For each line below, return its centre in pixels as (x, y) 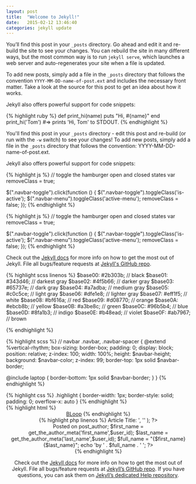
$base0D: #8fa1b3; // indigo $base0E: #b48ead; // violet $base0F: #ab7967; (98, 313)
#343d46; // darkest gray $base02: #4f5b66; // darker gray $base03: (90, 281)
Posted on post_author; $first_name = (98, 427)
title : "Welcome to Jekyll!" (43, 17)
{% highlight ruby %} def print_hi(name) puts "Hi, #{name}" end (83, 116)
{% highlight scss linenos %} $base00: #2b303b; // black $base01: (87, 275)
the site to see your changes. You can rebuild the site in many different (104, 51)
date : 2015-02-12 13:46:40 (42, 22)
